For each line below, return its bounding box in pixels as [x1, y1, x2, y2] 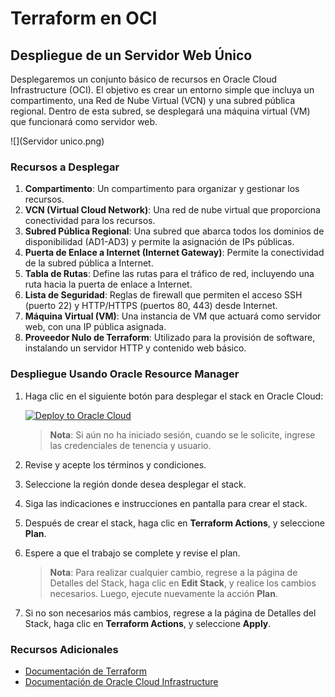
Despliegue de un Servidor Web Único [10, 47, 253, 64]
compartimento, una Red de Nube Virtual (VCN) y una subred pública [10, 95, 296, 106]
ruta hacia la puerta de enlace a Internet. [24, 278, 193, 291]
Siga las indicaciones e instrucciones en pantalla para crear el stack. [24, 497, 308, 509]
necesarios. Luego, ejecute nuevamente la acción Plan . [49, 587, 278, 599]
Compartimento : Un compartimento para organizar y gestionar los [24, 183, 300, 195]
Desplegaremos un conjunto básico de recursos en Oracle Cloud [10, 73, 278, 85]
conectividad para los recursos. [24, 215, 156, 227]
